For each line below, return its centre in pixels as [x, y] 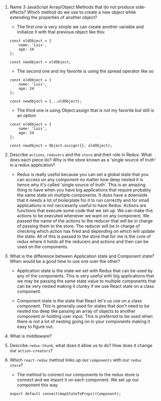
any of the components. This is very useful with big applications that [85, 276]
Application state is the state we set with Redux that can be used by [85, 271]
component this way [37, 385]
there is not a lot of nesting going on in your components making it [83, 321]
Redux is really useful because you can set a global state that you [83, 174]
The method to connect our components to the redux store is [78, 375]
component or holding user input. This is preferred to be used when [85, 316]
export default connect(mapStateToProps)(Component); [65, 394]
